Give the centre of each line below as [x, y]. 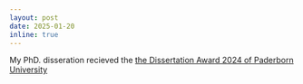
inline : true [34, 34]
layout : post [34, 18]
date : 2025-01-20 [42, 26]
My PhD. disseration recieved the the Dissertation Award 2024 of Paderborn [151, 61]
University [29, 70]
